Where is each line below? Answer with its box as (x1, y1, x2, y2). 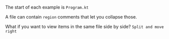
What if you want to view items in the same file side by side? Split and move (5, 23, 164, 29)
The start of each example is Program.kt (5, 4, 89, 10)
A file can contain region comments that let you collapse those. (5, 14, 138, 19)
